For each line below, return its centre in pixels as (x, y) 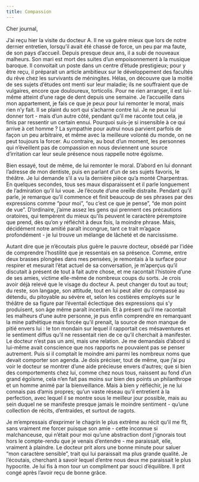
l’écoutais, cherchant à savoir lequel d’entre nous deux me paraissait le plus (99, 460)
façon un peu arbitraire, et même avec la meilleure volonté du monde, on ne (99, 135)
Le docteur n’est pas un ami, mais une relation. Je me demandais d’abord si (98, 341)
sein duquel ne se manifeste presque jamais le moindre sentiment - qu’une (97, 404)
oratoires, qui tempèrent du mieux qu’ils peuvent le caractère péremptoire (97, 216)
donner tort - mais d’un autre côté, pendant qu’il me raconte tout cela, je (94, 116)
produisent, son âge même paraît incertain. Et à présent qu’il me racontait (96, 309)
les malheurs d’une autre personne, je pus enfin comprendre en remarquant (99, 316)
